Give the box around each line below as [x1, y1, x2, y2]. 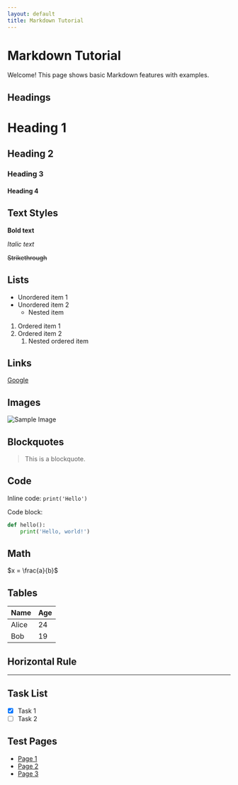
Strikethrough [7, 253, 47, 262]
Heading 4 [7, 186, 39, 195]
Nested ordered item [28, 337, 89, 345]
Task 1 [17, 706, 37, 715]
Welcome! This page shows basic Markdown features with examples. [7, 71, 210, 79]
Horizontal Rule [7, 655, 77, 667]
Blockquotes [7, 436, 64, 448]
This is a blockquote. [24, 454, 86, 463]
